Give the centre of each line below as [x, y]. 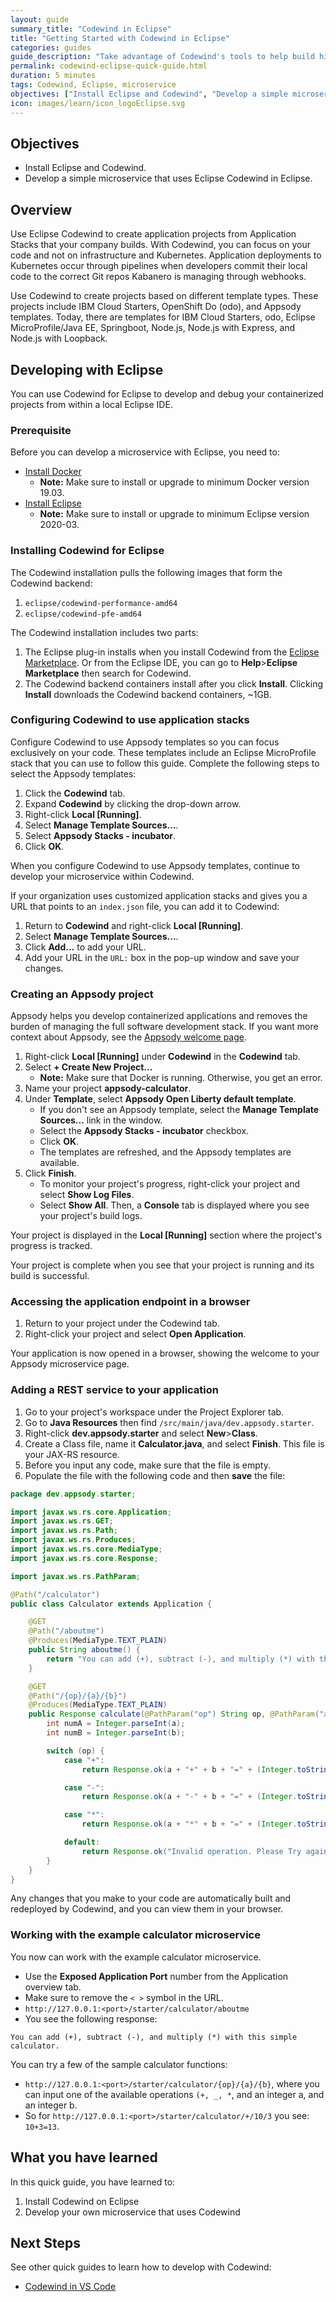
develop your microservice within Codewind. [102, 876]
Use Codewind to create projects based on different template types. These [164, 296]
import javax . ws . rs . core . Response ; [84, 1558]
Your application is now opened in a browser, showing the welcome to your [165, 1353]
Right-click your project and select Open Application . [135, 1334]
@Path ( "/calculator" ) [55, 1594]
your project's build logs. [91, 1216]
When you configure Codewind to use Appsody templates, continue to [155, 865]
